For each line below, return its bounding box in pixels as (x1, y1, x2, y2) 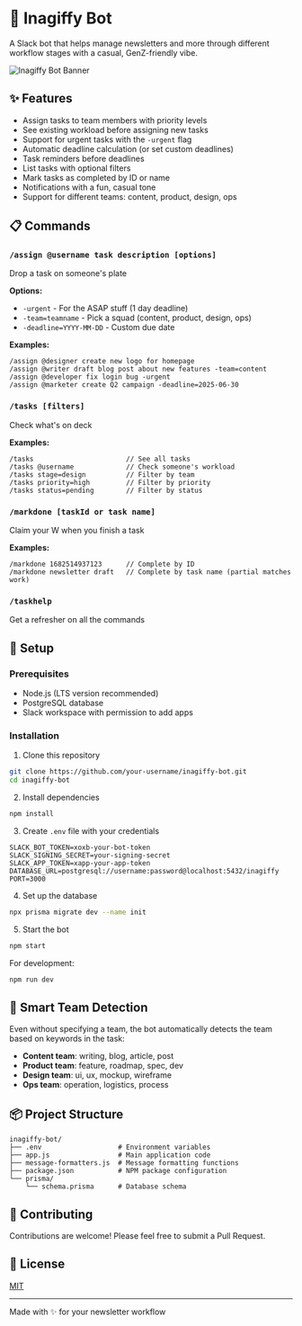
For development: (9, 957, 75, 968)
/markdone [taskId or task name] (9, 506, 155, 516)
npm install (9, 810, 54, 819)
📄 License (9, 1257, 66, 1272)
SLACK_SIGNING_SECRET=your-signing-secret (9, 850, 171, 860)
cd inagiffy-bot (9, 775, 70, 785)
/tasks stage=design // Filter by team (9, 470, 195, 479)
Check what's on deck (9, 419, 93, 430)
